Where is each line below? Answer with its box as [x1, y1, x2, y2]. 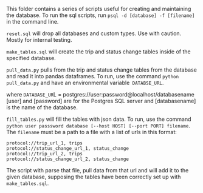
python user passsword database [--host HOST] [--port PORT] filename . [6, 122, 190, 129]
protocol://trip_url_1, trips [6, 140, 83, 146]
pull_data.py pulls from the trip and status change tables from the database [6, 66, 198, 73]
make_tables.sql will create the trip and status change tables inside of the [6, 48, 191, 55]
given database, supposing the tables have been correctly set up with [6, 173, 181, 180]
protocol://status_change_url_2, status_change [6, 156, 129, 162]
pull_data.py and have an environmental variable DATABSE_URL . [6, 79, 164, 86]
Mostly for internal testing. [6, 36, 72, 43]
